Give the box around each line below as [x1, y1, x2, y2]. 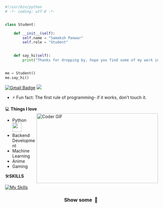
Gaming [12, 163, 28, 169]
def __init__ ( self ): [14, 31, 55, 36]
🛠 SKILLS [5, 173, 24, 179]
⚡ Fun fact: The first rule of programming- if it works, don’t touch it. [12, 94, 147, 100]
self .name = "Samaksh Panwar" [22, 35, 83, 40]
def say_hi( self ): [14, 53, 51, 58]
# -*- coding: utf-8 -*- [5, 9, 55, 14]
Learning [12, 153, 30, 159]
